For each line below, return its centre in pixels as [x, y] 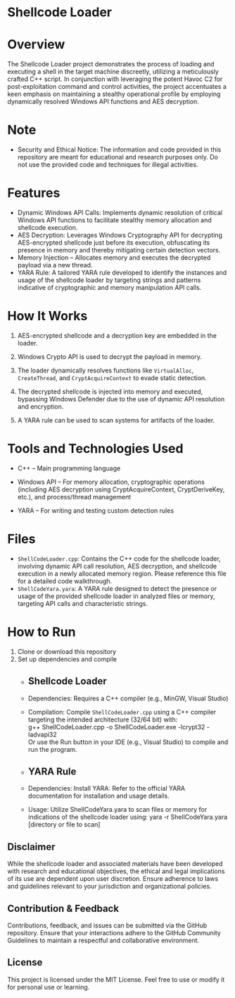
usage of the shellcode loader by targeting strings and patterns [109, 280]
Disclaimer [31, 847]
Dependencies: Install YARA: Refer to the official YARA [107, 789]
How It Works [47, 316]
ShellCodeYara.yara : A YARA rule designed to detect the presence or [117, 588]
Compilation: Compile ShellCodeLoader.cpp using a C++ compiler [122, 712]
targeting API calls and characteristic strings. [82, 603]
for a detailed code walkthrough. [65, 581]
